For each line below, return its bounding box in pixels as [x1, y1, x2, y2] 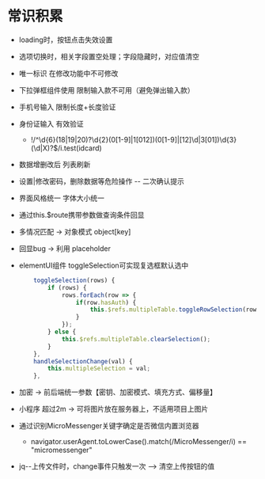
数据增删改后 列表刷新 [18, 159, 91, 169]
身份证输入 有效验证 [18, 119, 84, 128]
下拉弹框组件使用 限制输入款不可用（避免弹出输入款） [18, 85, 195, 95]
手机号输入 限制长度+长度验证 [18, 102, 116, 112]
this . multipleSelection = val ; [47, 365, 151, 373]
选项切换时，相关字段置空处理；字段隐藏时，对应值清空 [18, 51, 199, 61]
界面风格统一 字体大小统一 [18, 193, 104, 203]
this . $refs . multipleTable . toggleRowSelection [89, 306, 243, 314]
